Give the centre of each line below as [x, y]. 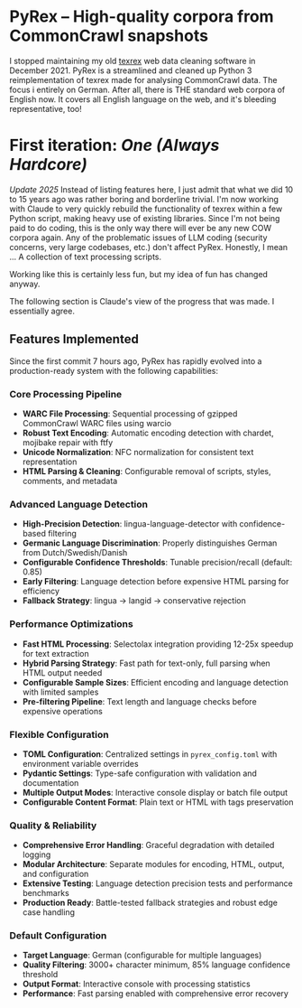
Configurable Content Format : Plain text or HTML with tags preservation [158, 802]
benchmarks [46, 893]
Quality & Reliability [53, 826]
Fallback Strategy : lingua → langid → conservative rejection [134, 601]
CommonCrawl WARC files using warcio [97, 423]
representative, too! [46, 108]
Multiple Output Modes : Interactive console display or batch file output [155, 792]
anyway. [25, 284]
